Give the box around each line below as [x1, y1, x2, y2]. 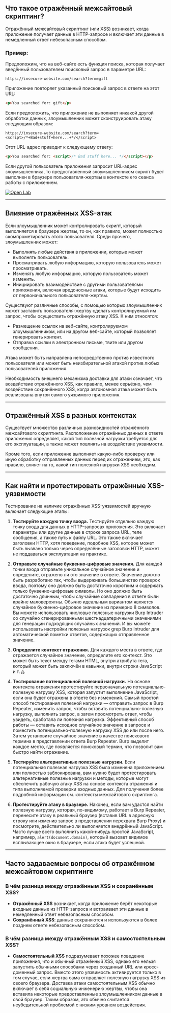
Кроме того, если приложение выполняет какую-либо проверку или [5, 451, 155, 457]
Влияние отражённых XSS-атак [5, 209, 112, 218]
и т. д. [12, 668, 25, 674]
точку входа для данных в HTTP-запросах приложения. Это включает [12, 524, 165, 530]
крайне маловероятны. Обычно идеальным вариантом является [12, 599, 154, 605]
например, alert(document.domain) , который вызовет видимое [12, 834, 148, 840]
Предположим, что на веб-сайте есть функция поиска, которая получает [5, 61, 165, 67]
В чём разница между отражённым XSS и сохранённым [5, 882, 154, 889]
